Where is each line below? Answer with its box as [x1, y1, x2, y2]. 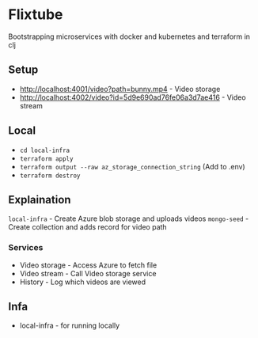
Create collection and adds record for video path [8, 222, 168, 232]
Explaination [8, 192, 71, 207]
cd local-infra [19, 146, 70, 154]
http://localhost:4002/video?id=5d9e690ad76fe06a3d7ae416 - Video [19, 93, 247, 102]
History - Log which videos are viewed [19, 277, 146, 287]
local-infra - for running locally [19, 321, 120, 330]
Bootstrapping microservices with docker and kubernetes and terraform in [8, 32, 251, 41]
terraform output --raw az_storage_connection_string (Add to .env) [19, 161, 245, 171]
